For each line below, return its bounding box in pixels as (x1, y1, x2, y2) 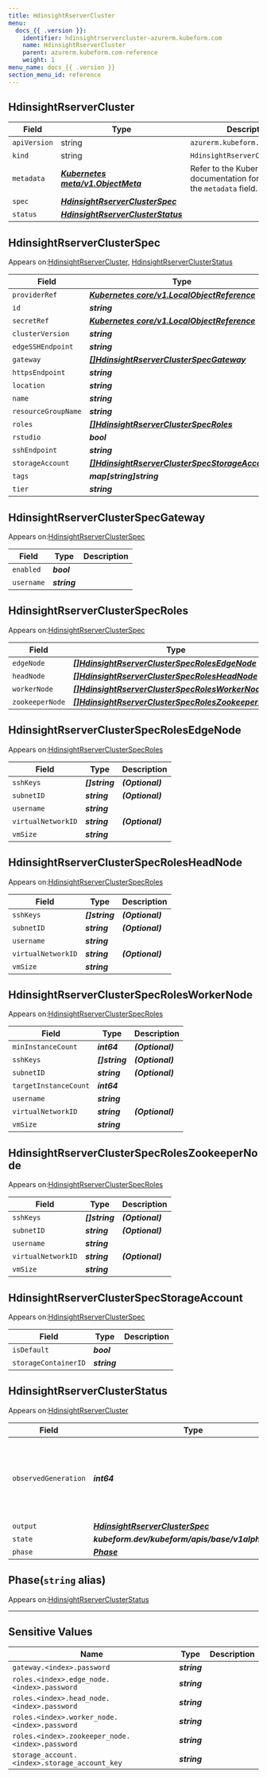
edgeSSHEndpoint (12, 342, 74, 351)
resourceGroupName (12, 407, 82, 416)
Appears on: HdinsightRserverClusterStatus (8, 1594, 149, 1604)
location (12, 381, 45, 390)
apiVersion (12, 139, 53, 147)
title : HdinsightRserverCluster (8, 11, 115, 20)
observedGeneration (12, 1474, 86, 1483)
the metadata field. (190, 183, 258, 194)
